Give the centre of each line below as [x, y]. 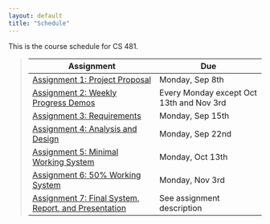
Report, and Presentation [79, 208]
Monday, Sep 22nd [195, 133]
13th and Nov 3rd [193, 103]
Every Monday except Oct [208, 92]
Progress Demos [63, 103]
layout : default [35, 16]
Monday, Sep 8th [192, 79]
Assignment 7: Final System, [86, 198]
